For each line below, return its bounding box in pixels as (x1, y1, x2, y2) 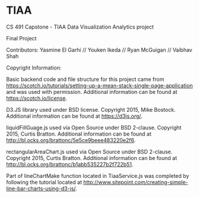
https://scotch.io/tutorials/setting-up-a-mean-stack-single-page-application (6, 81, 193, 89)
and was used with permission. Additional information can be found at (6, 88, 178, 95)
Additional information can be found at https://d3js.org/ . (6, 112, 143, 120)
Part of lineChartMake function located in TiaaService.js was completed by (6, 172, 189, 179)
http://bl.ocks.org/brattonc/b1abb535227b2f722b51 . (6, 161, 134, 168)
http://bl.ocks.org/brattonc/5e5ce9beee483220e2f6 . (6, 136, 136, 143)
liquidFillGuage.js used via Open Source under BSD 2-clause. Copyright (6, 124, 182, 131)
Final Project (6, 34, 37, 42)
